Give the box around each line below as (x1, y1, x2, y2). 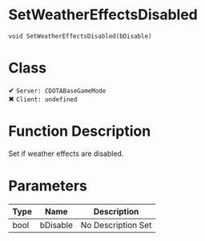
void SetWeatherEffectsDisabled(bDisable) (8, 32, 152, 40)
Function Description (8, 122, 151, 141)
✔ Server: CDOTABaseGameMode (8, 85, 107, 95)
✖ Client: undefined (8, 94, 78, 104)
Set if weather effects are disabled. (8, 149, 124, 158)
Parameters (8, 177, 88, 194)
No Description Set (80, 219, 152, 231)
